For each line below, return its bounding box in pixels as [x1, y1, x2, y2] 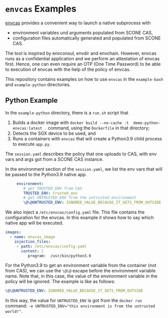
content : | [21, 249, 44, 254]
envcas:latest [12, 126, 42, 131]
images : [5, 230, 22, 235]
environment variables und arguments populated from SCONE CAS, [12, 29, 153, 35]
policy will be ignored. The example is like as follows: [5, 279, 116, 285]
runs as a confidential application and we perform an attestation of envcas [5, 55, 160, 61]
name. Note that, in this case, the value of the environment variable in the [5, 273, 158, 279]
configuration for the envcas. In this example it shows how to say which [5, 215, 154, 221]
